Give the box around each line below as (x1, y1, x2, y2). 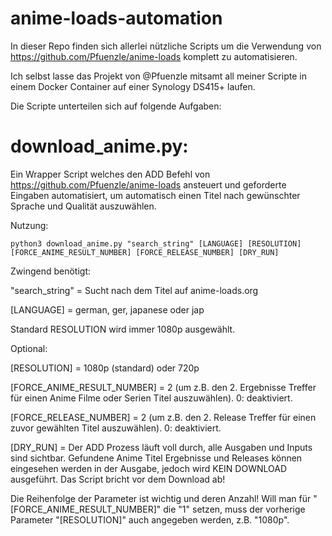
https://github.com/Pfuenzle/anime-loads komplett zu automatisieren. (10, 50, 298, 62)
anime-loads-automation (10, 7, 223, 30)
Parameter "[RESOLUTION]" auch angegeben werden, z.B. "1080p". (10, 513, 290, 526)
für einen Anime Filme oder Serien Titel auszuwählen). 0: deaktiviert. (10, 392, 293, 404)
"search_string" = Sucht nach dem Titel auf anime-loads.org (10, 284, 259, 296)
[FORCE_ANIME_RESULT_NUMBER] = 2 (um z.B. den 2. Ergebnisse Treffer (10, 381, 317, 393)
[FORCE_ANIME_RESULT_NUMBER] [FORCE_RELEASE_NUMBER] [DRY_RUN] (10, 247, 280, 257)
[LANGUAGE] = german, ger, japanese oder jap (10, 303, 205, 316)
